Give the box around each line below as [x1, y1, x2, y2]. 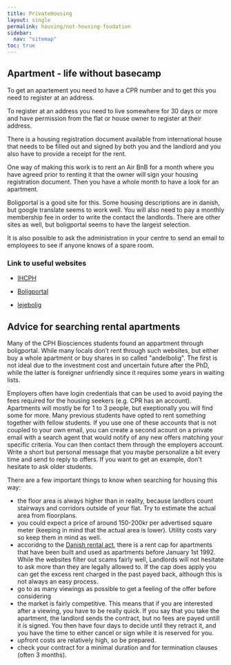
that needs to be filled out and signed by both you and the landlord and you [7, 142, 221, 151]
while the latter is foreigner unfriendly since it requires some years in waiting [7, 368, 225, 376]
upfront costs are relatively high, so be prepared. [17, 636, 157, 644]
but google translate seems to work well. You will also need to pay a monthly [7, 205, 225, 214]
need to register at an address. [7, 93, 94, 102]
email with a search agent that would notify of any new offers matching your [7, 433, 224, 441]
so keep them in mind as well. [17, 533, 102, 541]
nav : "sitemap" [13, 36, 57, 43]
